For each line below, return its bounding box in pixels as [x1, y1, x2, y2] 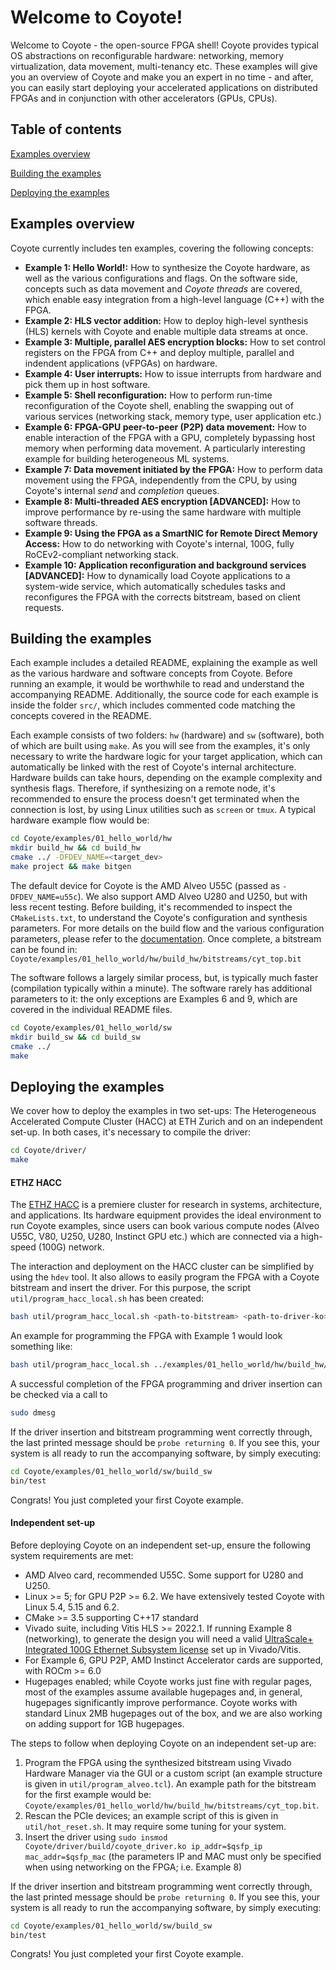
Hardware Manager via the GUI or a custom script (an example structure [24, 1767, 323, 1779]
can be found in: [10, 943, 78, 955]
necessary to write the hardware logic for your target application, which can [10, 751, 323, 763]
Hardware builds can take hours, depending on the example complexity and [10, 772, 323, 784]
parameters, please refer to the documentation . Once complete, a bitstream [10, 932, 322, 945]
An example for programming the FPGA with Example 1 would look [10, 1330, 283, 1342]
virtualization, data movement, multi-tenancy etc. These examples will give [10, 60, 318, 72]
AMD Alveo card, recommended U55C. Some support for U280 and [24, 1569, 304, 1581]
